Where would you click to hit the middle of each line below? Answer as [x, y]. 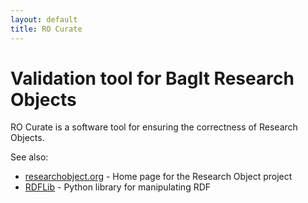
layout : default [44, 19]
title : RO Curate [46, 29]
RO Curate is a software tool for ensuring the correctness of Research [154, 127]
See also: [29, 157]
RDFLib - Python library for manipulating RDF [118, 187]
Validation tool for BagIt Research [152, 78]
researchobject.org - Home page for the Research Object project [158, 177]
